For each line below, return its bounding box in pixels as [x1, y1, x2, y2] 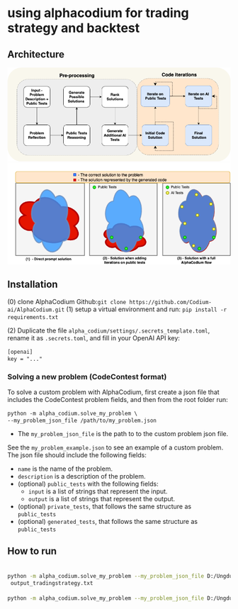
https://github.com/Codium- [129, 298, 212, 306]
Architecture [7, 48, 65, 60]
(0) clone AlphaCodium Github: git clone [7, 297, 126, 306]
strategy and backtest [7, 20, 140, 36]
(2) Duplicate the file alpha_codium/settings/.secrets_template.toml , [7, 326, 210, 335]
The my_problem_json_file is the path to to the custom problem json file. [17, 429, 229, 437]
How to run [7, 545, 57, 557]
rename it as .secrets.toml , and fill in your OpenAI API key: [7, 333, 181, 342]
